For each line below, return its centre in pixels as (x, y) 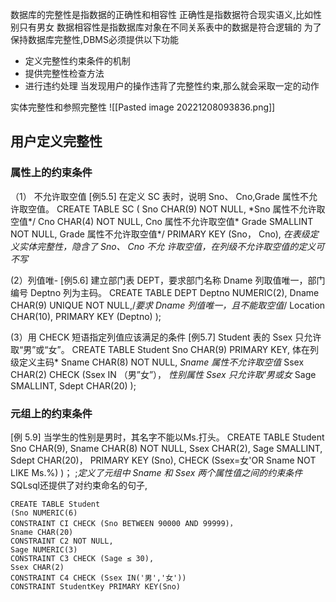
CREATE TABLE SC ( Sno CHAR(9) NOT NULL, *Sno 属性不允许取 (191, 209)
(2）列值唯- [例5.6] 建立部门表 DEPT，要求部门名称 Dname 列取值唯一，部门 (168, 280)
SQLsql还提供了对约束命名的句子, (79, 485)
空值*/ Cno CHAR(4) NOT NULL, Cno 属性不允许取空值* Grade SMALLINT (162, 221)
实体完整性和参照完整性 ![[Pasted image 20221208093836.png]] (143, 107)
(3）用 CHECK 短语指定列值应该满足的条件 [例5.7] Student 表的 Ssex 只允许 (166, 337)
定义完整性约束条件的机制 (77, 61)
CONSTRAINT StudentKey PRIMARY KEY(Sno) (96, 586)
